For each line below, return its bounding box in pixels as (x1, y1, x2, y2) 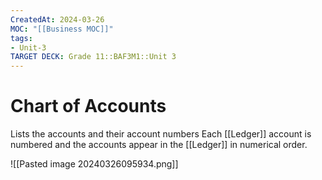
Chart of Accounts (10, 95, 167, 118)
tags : (10, 33, 33, 43)
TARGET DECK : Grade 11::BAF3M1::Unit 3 (10, 52, 177, 62)
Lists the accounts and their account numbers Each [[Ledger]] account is (10, 128, 312, 140)
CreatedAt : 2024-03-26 (10, 14, 105, 25)
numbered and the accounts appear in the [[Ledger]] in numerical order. (10, 139, 308, 151)
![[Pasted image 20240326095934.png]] (10, 158, 179, 170)
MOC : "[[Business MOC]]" (10, 24, 114, 34)
